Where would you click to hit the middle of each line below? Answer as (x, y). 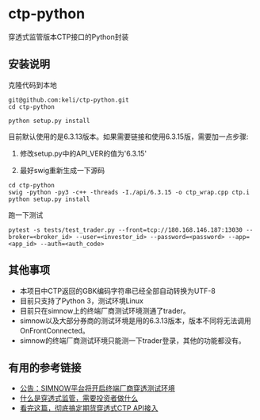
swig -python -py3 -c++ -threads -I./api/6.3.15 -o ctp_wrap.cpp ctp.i (129, 192)
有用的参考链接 (45, 367)
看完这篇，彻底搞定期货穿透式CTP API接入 (89, 408)
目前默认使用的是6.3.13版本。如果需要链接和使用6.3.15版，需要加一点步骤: (128, 137)
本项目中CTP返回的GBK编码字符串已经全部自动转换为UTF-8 (117, 291)
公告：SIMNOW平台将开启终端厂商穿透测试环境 (97, 388)
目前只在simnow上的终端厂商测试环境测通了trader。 (105, 310)
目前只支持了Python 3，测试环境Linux (82, 301)
